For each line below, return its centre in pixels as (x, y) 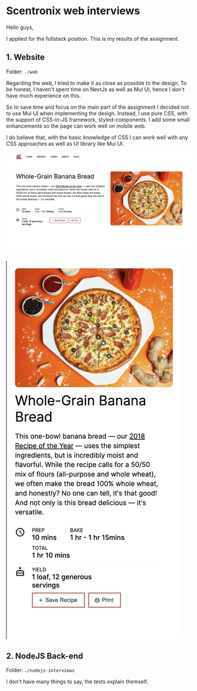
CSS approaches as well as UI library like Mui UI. (65, 144)
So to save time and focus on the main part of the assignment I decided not (98, 107)
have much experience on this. (44, 95)
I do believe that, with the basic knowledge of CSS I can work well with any (97, 137)
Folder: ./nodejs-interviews (40, 670)
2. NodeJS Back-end (45, 656)
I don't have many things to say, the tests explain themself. (77, 682)
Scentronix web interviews (73, 11)
